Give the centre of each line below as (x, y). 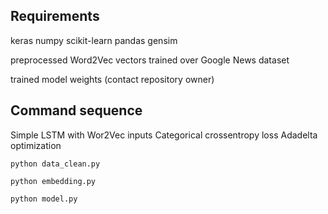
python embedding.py (53, 181)
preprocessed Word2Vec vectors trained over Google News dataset (150, 60)
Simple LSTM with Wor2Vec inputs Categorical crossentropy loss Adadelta (164, 135)
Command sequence (76, 110)
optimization (36, 145)
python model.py (44, 199)
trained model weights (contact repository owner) (112, 79)
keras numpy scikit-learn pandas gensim (94, 40)
